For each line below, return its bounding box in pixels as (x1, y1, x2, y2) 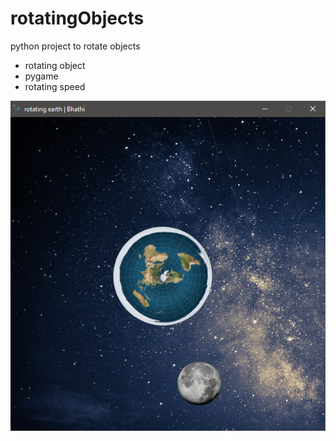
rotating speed (24, 80, 86, 92)
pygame (24, 70, 59, 82)
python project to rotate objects (10, 40, 141, 52)
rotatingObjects (10, 7, 145, 30)
